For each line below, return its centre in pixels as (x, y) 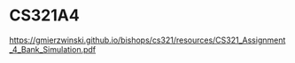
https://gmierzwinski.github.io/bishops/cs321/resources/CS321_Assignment (147, 40)
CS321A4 (44, 16)
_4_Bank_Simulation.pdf (53, 49)
